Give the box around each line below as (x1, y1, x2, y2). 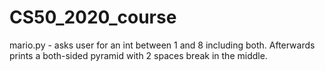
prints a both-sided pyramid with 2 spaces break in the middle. (9, 49, 268, 61)
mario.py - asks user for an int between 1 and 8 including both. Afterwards (9, 39, 316, 51)
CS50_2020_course (9, 6, 177, 29)
